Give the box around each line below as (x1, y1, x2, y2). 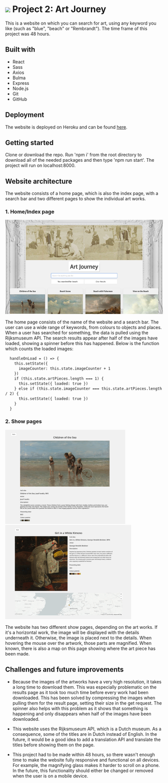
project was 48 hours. (5, 31, 51, 37)
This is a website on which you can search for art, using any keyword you (5, 20, 156, 26)
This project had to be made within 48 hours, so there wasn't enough (12, 751, 155, 757)
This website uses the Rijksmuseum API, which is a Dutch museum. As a (12, 726, 161, 732)
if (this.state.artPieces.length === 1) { (14, 376, 104, 381)
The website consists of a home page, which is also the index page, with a (5, 190, 158, 196)
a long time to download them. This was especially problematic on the (12, 684, 156, 690)
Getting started (5, 138, 54, 147)
